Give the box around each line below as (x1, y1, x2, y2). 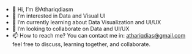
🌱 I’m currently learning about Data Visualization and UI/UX (12, 19, 161, 25)
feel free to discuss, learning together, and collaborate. (12, 41, 151, 48)
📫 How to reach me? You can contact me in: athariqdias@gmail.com (12, 32, 186, 39)
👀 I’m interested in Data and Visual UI (12, 12, 106, 19)
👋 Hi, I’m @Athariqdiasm (12, 6, 73, 13)
